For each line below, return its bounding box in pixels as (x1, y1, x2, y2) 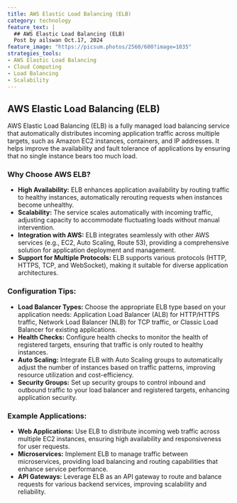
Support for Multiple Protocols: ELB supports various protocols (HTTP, (17, 254, 227, 262)
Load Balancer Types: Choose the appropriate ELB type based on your (17, 303, 226, 311)
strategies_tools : (7, 50, 62, 58)
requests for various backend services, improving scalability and (17, 480, 207, 489)
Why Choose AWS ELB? (7, 170, 91, 180)
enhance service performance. (17, 465, 109, 473)
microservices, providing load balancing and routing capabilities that (17, 458, 219, 466)
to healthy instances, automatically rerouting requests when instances (17, 193, 223, 202)
